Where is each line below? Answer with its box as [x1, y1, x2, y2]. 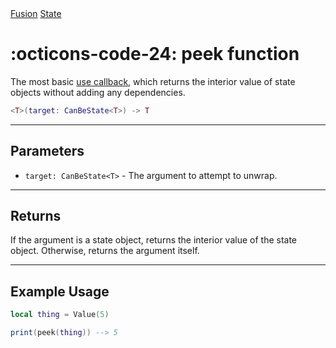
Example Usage [10, 283, 110, 300]
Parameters [10, 143, 85, 160]
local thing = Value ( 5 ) [10, 310, 110, 320]
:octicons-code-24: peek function [10, 43, 300, 66]
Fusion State [10, 8, 62, 19]
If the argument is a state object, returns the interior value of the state [10, 234, 298, 246]
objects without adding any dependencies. [10, 86, 186, 98]
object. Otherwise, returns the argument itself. [10, 245, 200, 257]
